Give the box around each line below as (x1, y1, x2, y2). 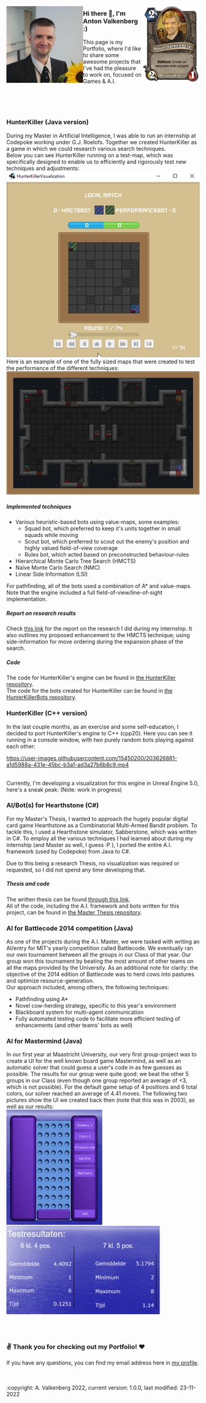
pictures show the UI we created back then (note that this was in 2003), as (6, 1096, 195, 1104)
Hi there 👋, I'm (83, 9, 126, 18)
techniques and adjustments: (6, 164, 80, 172)
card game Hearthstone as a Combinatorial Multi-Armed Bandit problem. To (6, 821, 197, 829)
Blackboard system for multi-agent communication (15, 1008, 144, 1016)
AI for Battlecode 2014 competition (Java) (6, 924, 134, 932)
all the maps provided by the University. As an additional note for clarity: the (6, 964, 198, 972)
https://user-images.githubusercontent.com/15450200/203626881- (6, 754, 178, 762)
